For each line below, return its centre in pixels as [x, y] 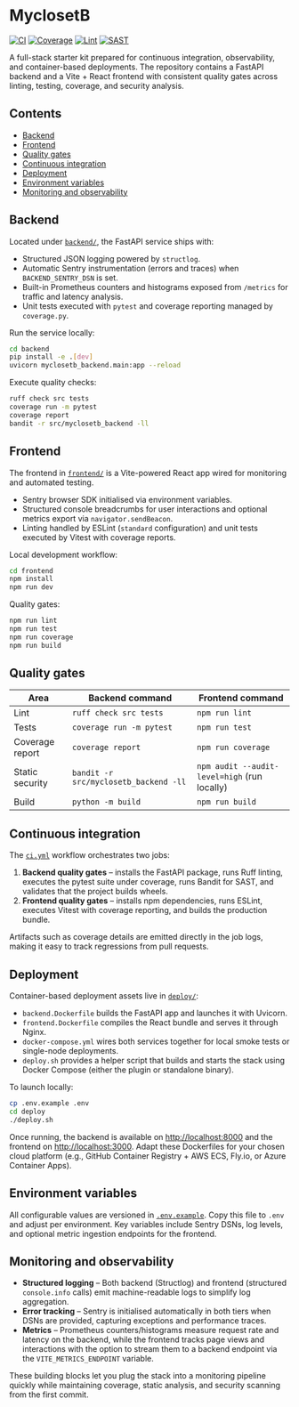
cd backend [29, 349]
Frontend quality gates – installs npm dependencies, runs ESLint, [142, 901]
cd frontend [31, 570]
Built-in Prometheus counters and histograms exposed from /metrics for [155, 287]
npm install [31, 579]
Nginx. [34, 1032]
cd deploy [28, 1112]
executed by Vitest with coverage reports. [99, 537]
